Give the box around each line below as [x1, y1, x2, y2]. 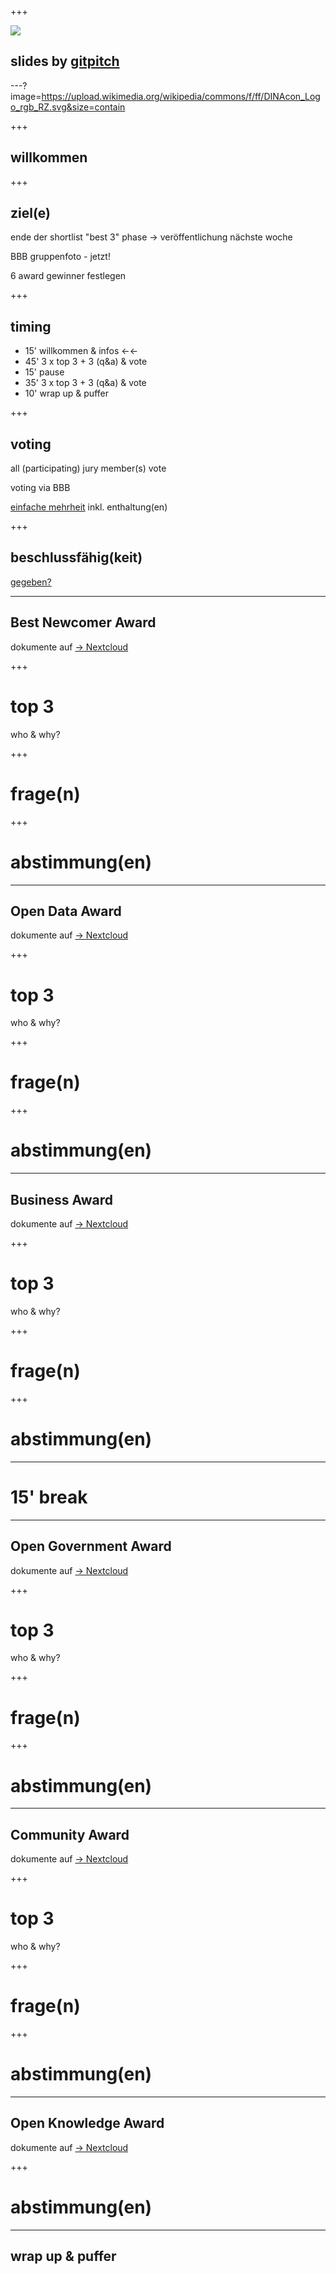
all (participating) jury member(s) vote [10, 462, 167, 475]
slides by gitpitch [10, 53, 120, 70]
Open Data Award [10, 902, 122, 920]
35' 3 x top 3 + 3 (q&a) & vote [24, 377, 147, 389]
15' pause [24, 366, 65, 378]
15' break [10, 1486, 88, 1508]
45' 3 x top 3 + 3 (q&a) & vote [24, 356, 148, 368]
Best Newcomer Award [10, 614, 157, 631]
